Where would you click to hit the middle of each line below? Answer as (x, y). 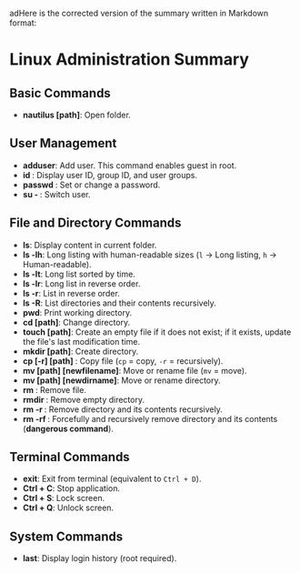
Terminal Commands (70, 457)
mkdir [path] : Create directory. (80, 351)
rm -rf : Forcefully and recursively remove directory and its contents (150, 418)
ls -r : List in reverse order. (71, 293)
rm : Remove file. (54, 389)
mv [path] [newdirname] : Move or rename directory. (121, 380)
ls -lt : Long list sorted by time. (79, 274)
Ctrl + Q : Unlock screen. (68, 508)
